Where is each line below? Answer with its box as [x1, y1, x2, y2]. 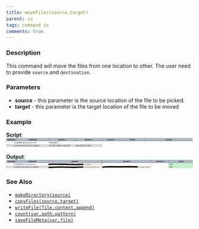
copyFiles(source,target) [14, 199, 79, 205]
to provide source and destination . [6, 68, 91, 75]
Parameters [6, 83, 40, 91]
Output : [6, 153, 25, 160]
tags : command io [6, 22, 49, 28]
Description [6, 49, 41, 57]
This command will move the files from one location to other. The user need [6, 62, 191, 69]
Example [6, 117, 32, 126]
